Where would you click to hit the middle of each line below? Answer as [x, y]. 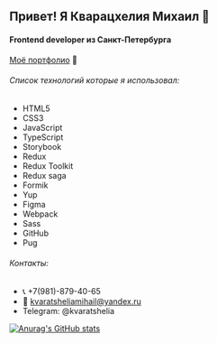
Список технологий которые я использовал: [95, 80]
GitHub [36, 233]
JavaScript [42, 127]
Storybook [42, 146]
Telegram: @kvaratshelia [68, 311]
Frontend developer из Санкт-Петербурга [90, 39]
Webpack [40, 214]
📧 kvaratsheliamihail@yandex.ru [81, 301]
